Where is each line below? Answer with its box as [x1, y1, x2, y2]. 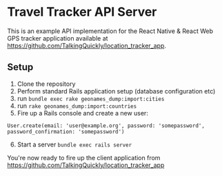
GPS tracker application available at [7, 34, 108, 42]
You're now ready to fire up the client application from [7, 153, 161, 162]
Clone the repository [17, 80, 76, 88]
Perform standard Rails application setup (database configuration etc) [17, 87, 216, 95]
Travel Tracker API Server [7, 4, 157, 20]
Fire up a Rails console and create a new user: [17, 109, 148, 117]
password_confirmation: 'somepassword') [7, 128, 125, 135]
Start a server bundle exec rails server [17, 140, 132, 148]
